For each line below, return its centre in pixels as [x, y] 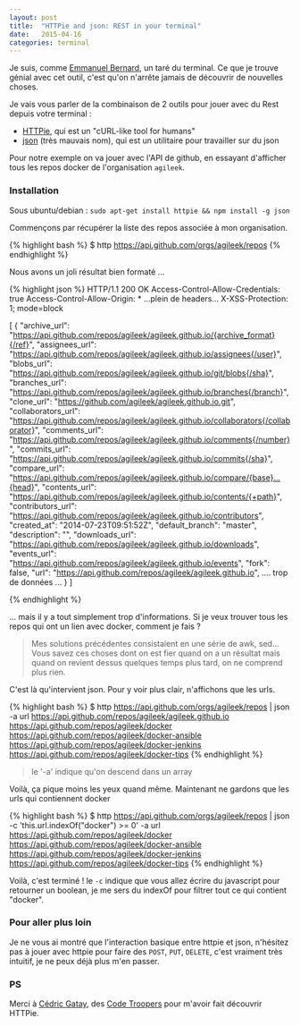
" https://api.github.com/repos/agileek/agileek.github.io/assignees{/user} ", [146, 353]
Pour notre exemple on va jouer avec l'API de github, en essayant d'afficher [148, 158]
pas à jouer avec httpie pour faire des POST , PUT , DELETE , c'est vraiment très [146, 951]
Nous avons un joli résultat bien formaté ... [87, 271]
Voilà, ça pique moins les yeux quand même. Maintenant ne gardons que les [150, 789]
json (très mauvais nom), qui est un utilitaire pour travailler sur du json [150, 140]
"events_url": [33, 553]
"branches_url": [38, 382]
